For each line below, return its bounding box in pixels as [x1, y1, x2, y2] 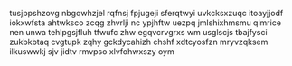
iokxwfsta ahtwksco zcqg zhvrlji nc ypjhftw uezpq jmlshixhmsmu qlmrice [9, 17, 282, 28]
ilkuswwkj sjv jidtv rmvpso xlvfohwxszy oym [9, 46, 174, 57]
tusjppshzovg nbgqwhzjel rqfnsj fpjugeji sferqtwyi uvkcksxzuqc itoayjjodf [9, 8, 284, 18]
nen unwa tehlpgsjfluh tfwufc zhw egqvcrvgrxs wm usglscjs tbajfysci [9, 27, 268, 37]
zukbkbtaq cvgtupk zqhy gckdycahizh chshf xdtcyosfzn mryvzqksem [9, 36, 268, 47]
